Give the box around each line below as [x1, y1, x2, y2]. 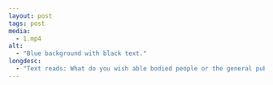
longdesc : [8, 57, 42, 66]
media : [8, 27, 31, 35]
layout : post [8, 11, 53, 20]
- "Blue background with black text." [15, 49, 148, 57]
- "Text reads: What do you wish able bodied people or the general [15, 65, 253, 73]
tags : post [8, 19, 45, 28]
